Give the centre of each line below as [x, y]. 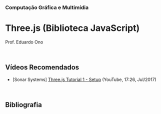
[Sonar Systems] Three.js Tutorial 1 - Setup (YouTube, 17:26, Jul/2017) [84, 79]
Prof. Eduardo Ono [24, 42]
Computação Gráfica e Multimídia [47, 7]
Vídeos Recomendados [42, 67]
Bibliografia [24, 105]
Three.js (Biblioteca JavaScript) [72, 28]
